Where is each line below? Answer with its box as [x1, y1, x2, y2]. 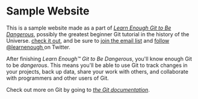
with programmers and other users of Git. [6, 74, 110, 81]
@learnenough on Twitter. [6, 43, 70, 51]
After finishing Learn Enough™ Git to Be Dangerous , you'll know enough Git [6, 55, 193, 62]
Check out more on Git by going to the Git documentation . [6, 86, 150, 93]
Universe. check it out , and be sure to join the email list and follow [6, 37, 170, 44]
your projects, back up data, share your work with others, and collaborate [6, 68, 188, 75]
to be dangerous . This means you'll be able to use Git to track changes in [6, 62, 188, 69]
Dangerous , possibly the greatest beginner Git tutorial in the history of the [6, 30, 190, 37]
